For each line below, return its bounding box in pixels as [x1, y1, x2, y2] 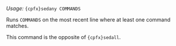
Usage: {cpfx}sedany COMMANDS [6, 5, 81, 12]
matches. [6, 23, 29, 29]
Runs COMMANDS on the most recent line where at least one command [6, 16, 171, 23]
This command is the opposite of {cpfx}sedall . [6, 34, 121, 40]
